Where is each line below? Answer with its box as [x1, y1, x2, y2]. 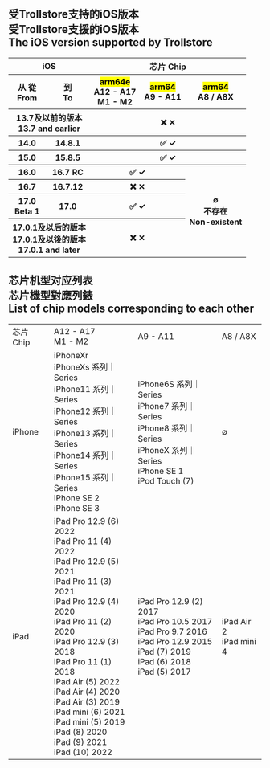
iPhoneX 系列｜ [137, 444, 196, 455]
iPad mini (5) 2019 [53, 716, 125, 727]
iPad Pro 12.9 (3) [53, 635, 120, 647]
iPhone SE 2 [53, 492, 100, 504]
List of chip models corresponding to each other [8, 302, 255, 316]
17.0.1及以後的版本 [12, 234, 86, 245]
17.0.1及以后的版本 [12, 222, 86, 233]
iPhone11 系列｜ [53, 383, 117, 394]
